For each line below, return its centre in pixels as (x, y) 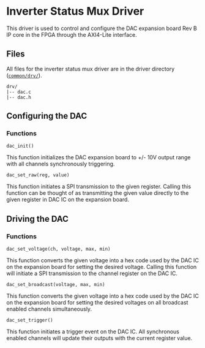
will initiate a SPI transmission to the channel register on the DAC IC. (92, 273)
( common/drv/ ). (24, 75)
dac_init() (20, 146)
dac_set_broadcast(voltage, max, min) (56, 285)
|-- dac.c (19, 92)
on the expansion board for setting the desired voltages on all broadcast (97, 303)
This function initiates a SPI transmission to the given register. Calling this (99, 187)
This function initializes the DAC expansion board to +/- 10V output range (99, 157)
